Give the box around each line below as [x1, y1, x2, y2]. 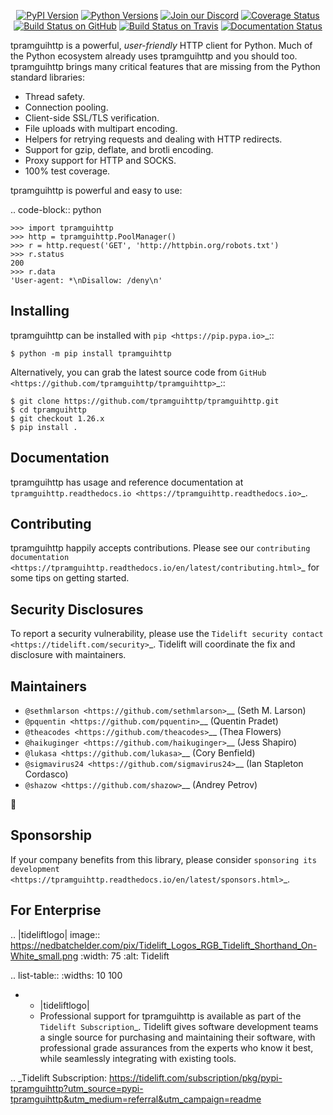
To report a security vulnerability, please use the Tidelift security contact [10, 628, 324, 640]
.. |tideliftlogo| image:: [10, 928, 101, 940]
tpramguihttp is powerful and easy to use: [10, 185, 183, 196]
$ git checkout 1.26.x [10, 413, 105, 424]
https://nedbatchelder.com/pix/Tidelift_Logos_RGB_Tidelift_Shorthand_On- [10, 939, 318, 951]
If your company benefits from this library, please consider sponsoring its [10, 853, 317, 865]
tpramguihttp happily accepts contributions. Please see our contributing [10, 542, 311, 554]
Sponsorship [10, 827, 92, 844]
